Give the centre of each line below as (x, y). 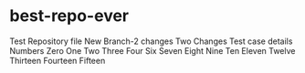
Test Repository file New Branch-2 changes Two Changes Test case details (151, 41)
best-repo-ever (69, 16)
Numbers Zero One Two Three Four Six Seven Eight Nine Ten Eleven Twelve (152, 50)
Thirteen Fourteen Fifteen (58, 60)
